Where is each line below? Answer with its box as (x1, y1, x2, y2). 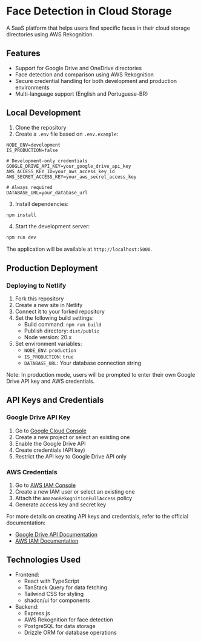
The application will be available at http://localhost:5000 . (6, 245, 153, 253)
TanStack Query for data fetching (24, 583, 108, 591)
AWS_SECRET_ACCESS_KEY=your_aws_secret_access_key (6, 174, 137, 180)
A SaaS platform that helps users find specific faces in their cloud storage (6, 24, 191, 31)
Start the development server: (15, 223, 90, 230)
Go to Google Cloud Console (15, 427, 87, 434)
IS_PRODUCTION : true (24, 353, 74, 360)
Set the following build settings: (15, 314, 94, 322)
